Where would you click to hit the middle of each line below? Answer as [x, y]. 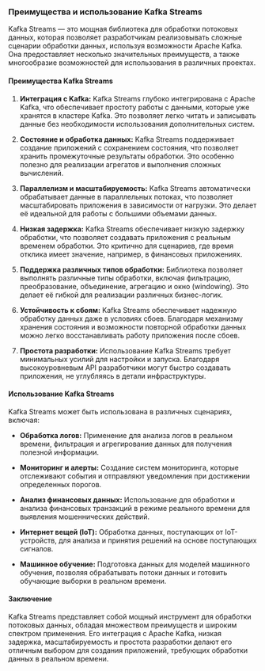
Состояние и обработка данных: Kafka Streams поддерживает [127, 139]
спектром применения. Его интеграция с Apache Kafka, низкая [115, 633]
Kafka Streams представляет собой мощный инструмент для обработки [130, 616]
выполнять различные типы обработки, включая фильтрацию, [125, 278]
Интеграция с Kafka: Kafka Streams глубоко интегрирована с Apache [137, 98]
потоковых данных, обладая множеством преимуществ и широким [123, 625]
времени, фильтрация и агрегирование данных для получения [126, 444]
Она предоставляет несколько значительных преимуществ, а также [124, 55]
